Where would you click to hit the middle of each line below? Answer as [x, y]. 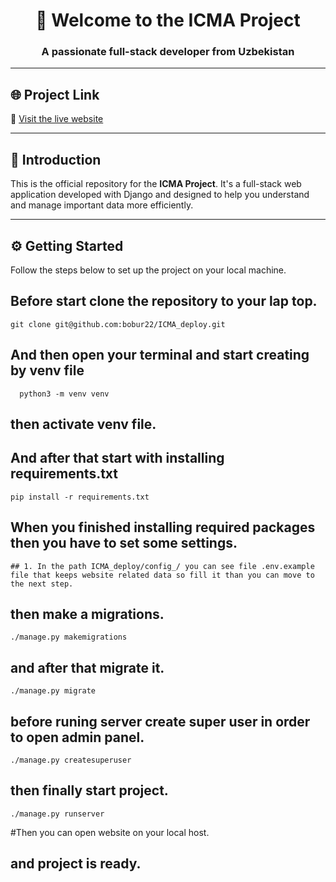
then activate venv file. [83, 424]
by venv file [47, 370]
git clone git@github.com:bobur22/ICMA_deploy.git [118, 324]
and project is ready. [76, 864]
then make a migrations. [87, 614]
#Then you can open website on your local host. [110, 832]
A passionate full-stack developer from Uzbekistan [168, 52]
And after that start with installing [117, 458]
